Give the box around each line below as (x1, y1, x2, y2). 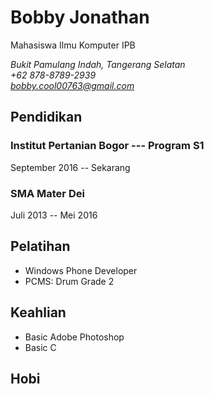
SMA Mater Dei (10, 186, 85, 200)
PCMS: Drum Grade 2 (24, 275, 115, 287)
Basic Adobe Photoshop (24, 331, 125, 343)
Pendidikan (10, 109, 83, 126)
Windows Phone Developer (24, 264, 138, 276)
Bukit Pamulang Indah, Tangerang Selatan (10, 58, 186, 70)
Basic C (24, 341, 57, 353)
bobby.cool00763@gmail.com (10, 79, 135, 91)
